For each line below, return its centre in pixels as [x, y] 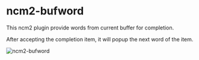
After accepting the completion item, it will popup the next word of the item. [100, 39]
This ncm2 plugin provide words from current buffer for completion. [90, 28]
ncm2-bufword [45, 11]
